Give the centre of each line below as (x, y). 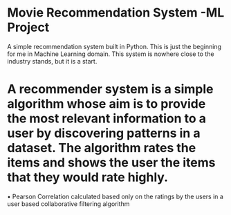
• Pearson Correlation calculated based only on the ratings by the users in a (115, 196)
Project (28, 27)
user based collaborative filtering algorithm (68, 204)
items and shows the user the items (111, 163)
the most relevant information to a (107, 119)
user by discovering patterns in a (104, 133)
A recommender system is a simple (110, 90)
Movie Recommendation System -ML (116, 13)
